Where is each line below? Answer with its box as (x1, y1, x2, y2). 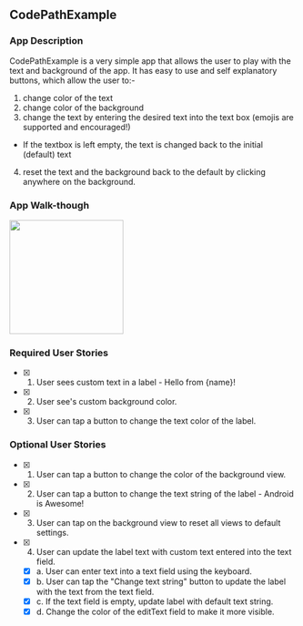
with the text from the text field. (35, 586, 155, 597)
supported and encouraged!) (22, 121, 131, 132)
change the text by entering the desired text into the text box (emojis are (22, 111, 294, 122)
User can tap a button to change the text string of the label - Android (35, 487, 294, 499)
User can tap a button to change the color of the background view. (35, 468, 287, 479)
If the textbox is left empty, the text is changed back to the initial (22, 139, 264, 149)
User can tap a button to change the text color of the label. (35, 416, 257, 426)
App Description (9, 35, 84, 47)
